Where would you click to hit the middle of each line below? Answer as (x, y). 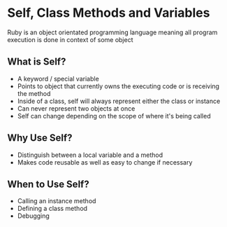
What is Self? (37, 62)
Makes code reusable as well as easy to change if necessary (105, 162)
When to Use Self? (48, 184)
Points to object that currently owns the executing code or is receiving (118, 86)
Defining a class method (52, 209)
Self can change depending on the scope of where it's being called (114, 116)
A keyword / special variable (58, 78)
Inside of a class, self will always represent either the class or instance (119, 101)
